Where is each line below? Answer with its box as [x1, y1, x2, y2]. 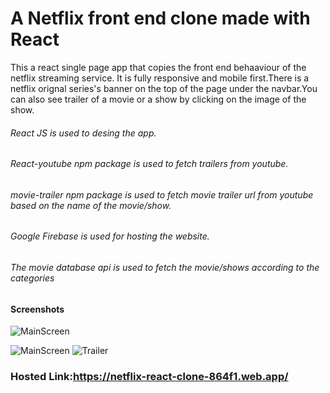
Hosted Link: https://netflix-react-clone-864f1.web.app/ [10, 370, 289, 384]
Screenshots [10, 303, 65, 315]
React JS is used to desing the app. [10, 127, 157, 139]
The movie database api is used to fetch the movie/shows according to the [10, 261, 320, 273]
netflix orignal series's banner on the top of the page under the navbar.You [10, 82, 318, 94]
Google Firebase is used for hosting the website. [10, 230, 210, 242]
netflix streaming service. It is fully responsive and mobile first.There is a [10, 72, 310, 84]
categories [10, 272, 55, 284]
